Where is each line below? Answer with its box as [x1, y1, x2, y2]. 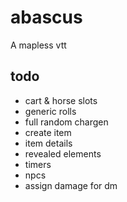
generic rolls [24, 105, 77, 117]
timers [24, 158, 52, 170]
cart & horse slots [24, 94, 98, 106]
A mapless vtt [10, 39, 67, 51]
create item [24, 126, 72, 138]
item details [24, 137, 73, 149]
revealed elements [24, 147, 102, 160]
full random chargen [24, 116, 109, 128]
